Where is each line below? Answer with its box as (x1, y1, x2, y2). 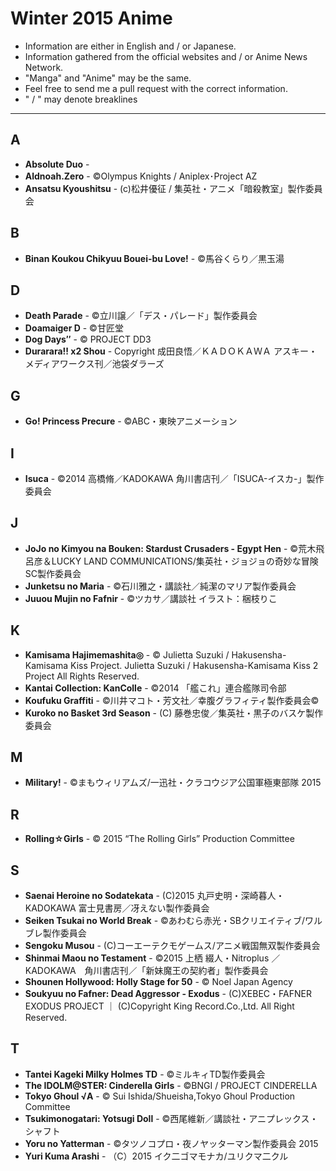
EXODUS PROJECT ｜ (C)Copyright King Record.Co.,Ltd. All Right (24, 1000, 295, 1012)
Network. (24, 61, 64, 73)
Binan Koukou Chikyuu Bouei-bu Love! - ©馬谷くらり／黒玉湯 (24, 252, 285, 264)
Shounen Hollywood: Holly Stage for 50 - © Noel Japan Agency (24, 976, 293, 988)
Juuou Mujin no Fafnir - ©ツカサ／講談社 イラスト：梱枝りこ (24, 592, 278, 604)
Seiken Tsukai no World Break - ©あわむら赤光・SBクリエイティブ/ (24, 915, 305, 927)
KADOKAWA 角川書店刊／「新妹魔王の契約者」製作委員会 (24, 965, 269, 977)
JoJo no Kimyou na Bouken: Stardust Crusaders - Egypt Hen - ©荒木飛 (24, 542, 325, 554)
